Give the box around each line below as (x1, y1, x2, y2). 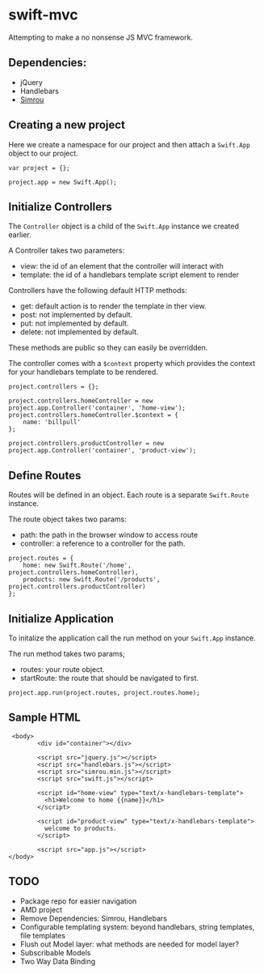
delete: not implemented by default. (19, 327, 139, 337)
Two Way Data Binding (19, 956, 96, 966)
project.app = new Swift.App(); (8, 178, 117, 186)
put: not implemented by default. (19, 318, 129, 329)
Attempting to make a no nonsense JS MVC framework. (8, 32, 194, 42)
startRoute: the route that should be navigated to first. (19, 674, 199, 683)
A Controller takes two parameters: (8, 245, 125, 256)
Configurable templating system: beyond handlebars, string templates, (19, 921, 255, 932)
